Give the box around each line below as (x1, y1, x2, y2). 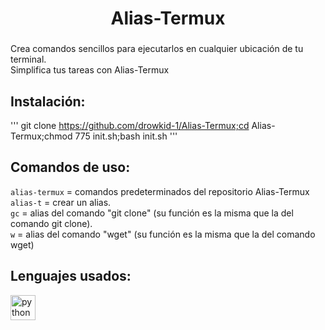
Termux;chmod (10, 130, 73, 142)
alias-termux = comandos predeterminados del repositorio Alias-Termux (10, 185, 310, 197)
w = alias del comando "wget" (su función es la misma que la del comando (10, 228, 316, 240)
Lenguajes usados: (10, 268, 132, 285)
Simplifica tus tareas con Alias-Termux (10, 64, 170, 76)
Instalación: (10, 93, 86, 110)
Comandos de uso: (10, 159, 131, 176)
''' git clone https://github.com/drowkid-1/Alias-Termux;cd (10, 119, 250, 131)
